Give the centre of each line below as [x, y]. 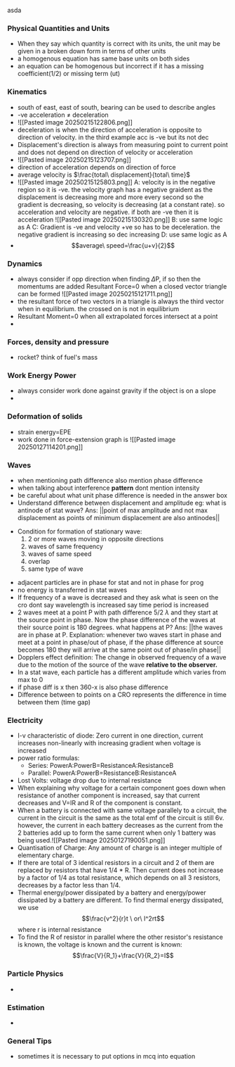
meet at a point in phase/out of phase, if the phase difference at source [120, 643]
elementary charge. [46, 855]
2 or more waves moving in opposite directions [96, 539]
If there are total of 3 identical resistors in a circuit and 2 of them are [116, 863]
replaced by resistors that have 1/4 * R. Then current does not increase [120, 870]
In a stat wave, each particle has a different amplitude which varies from [122, 672]
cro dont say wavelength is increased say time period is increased [113, 605]
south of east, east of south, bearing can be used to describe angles [116, 107]
